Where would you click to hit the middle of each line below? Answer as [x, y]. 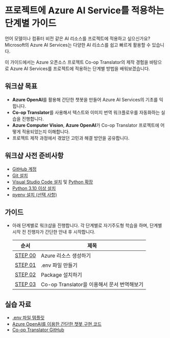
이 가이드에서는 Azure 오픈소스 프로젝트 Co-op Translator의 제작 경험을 [77, 62]
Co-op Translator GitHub [38, 330]
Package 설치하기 [62, 275]
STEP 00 [25, 256]
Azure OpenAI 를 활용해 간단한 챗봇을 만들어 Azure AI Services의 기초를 [85, 99]
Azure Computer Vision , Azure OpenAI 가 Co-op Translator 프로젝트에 [86, 125]
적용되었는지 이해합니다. [46, 132]
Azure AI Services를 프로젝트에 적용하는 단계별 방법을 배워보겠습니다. [80, 68]
